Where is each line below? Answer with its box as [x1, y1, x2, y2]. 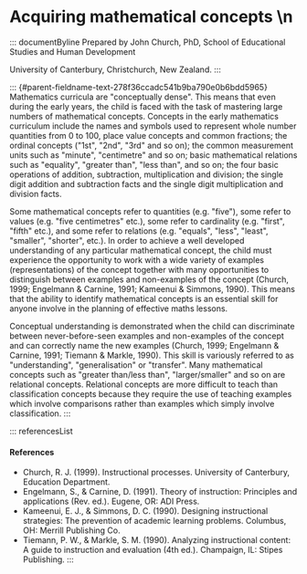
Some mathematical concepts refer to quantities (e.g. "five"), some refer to [9, 205, 291, 216]
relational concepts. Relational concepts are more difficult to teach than [9, 379, 279, 390]
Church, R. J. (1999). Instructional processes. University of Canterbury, [22, 467, 291, 478]
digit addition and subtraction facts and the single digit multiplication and [9, 178, 284, 189]
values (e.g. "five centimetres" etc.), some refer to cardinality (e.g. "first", [9, 215, 285, 226]
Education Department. [22, 476, 111, 487]
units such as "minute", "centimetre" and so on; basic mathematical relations [9, 149, 298, 161]
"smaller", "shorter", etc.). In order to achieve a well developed [9, 235, 245, 245]
